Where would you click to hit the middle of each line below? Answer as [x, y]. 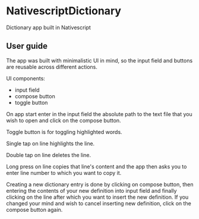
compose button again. [34, 209]
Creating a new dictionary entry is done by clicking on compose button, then [100, 184]
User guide [27, 46]
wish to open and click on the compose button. [64, 120]
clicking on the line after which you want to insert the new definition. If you [97, 197]
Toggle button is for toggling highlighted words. [64, 132]
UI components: [26, 78]
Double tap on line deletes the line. [49, 155]
